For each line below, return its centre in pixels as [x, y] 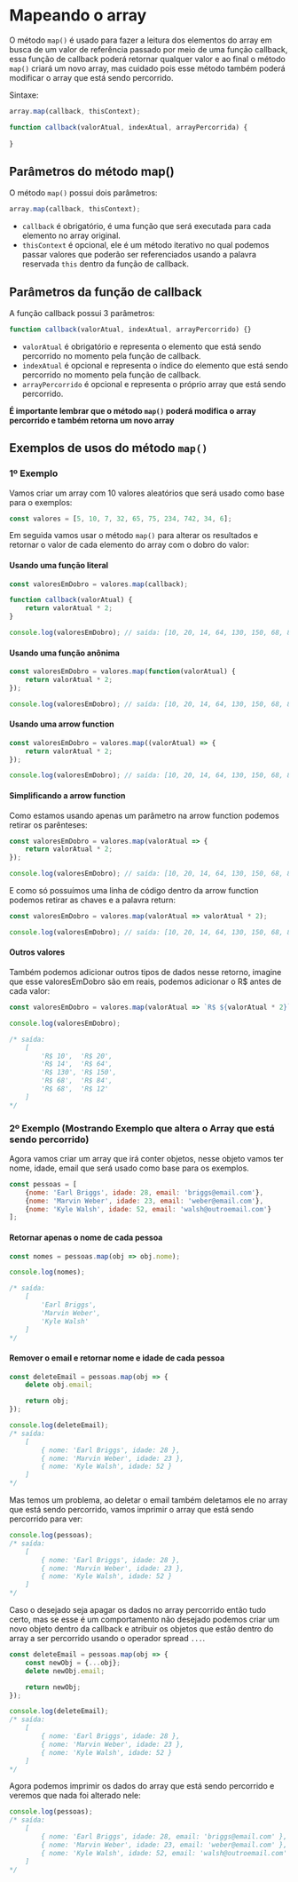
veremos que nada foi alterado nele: [75, 1796]
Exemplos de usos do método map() [109, 448]
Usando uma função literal [59, 565]
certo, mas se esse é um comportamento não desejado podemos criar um [145, 1620]
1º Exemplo [34, 473]
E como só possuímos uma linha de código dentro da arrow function [134, 891]
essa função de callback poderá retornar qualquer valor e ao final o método [147, 59]
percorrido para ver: [46, 1519]
